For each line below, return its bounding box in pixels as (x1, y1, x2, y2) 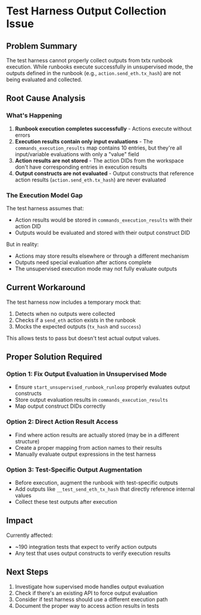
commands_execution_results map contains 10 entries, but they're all (14, 144, 182, 151)
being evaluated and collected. (6, 76, 83, 83)
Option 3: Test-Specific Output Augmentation (6, 465, 142, 474)
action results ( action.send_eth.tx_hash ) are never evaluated (14, 176, 166, 183)
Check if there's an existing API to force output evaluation (14, 589, 158, 596)
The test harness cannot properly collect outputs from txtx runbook (6, 57, 173, 64)
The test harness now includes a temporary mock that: (6, 298, 142, 306)
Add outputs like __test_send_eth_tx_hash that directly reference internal (14, 485, 195, 493)
